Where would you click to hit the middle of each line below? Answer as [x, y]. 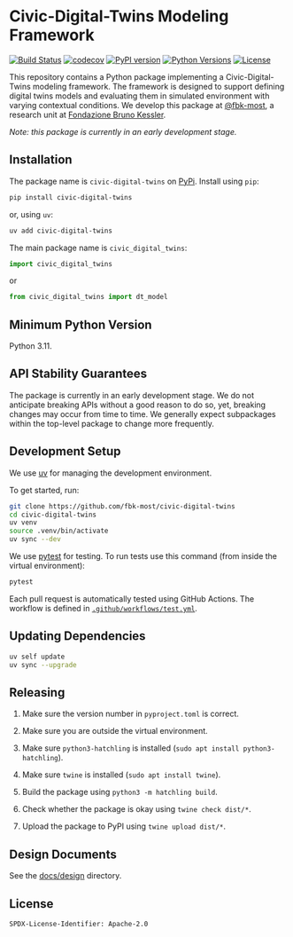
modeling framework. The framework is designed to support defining [158, 86]
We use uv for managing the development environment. [111, 473]
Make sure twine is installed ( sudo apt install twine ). [121, 775]
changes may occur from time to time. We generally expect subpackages [143, 413]
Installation [41, 160]
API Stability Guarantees [78, 374]
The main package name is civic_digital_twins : [98, 248]
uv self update [37, 657]
